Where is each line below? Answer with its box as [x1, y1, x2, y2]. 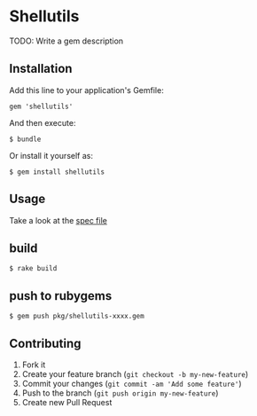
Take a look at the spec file [9, 215, 108, 225]
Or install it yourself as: [9, 150, 93, 161]
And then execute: [9, 117, 76, 128]
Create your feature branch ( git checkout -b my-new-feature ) [21, 369, 249, 379]
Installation [9, 61, 73, 76]
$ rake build [9, 264, 58, 273]
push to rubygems [9, 288, 113, 303]
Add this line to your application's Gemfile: [9, 84, 164, 95]
